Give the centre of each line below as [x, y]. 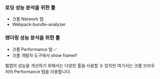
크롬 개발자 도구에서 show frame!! [45, 55]
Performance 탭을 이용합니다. [42, 71]
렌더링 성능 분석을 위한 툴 [33, 38]
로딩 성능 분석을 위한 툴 [30, 7]
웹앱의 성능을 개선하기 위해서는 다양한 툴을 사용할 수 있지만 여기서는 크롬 [73, 66]
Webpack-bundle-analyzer [39, 25]
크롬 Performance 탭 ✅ [34, 49]
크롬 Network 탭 [28, 19]
